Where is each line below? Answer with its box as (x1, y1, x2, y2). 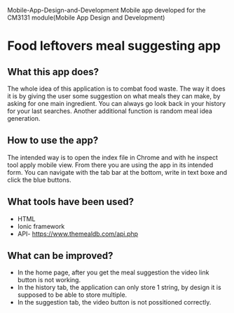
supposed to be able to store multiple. (17, 291, 128, 299)
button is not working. (17, 276, 81, 284)
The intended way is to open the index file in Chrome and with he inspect (7, 153, 219, 161)
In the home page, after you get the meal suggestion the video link (17, 268, 209, 277)
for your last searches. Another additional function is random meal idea (7, 107, 212, 115)
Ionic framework (17, 222, 65, 230)
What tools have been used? (7, 196, 135, 208)
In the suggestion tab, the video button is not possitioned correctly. (17, 298, 212, 307)
